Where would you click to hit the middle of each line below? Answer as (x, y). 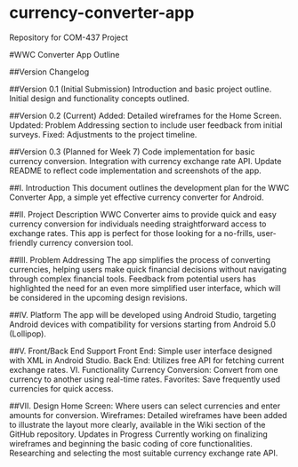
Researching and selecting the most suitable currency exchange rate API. (144, 453)
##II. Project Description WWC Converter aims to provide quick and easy (143, 214)
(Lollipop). (28, 333)
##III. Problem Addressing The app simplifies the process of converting (140, 259)
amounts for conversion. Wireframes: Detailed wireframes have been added (148, 415)
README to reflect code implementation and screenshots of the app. (136, 170)
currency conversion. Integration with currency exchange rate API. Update (145, 161)
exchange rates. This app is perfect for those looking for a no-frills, (132, 233)
